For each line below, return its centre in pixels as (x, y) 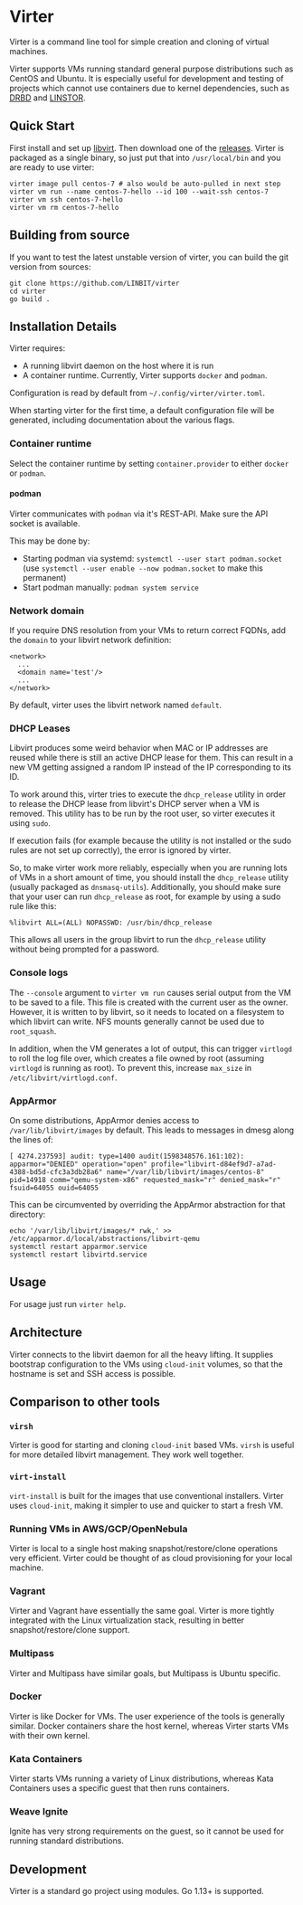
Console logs (39, 972)
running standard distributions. (67, 1841)
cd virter (28, 291)
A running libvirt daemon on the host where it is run (118, 366)
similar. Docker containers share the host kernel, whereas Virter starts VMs (149, 1726)
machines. (28, 51)
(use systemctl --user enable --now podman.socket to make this (143, 568)
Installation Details (63, 326)
